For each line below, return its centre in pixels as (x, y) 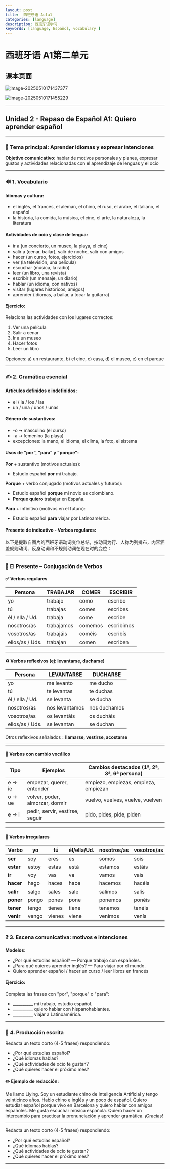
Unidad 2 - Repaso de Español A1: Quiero (71, 119)
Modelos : (15, 950)
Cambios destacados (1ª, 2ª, (124, 767)
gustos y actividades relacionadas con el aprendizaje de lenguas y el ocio (82, 163)
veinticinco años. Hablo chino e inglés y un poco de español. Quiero (76, 1100)
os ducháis (102, 716)
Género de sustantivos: (30, 419)
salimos (108, 892)
